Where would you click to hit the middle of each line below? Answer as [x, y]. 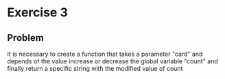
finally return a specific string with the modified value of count [95, 68]
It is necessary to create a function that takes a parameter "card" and [105, 54]
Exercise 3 [38, 13]
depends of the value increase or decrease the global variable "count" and [113, 61]
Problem [26, 38]
